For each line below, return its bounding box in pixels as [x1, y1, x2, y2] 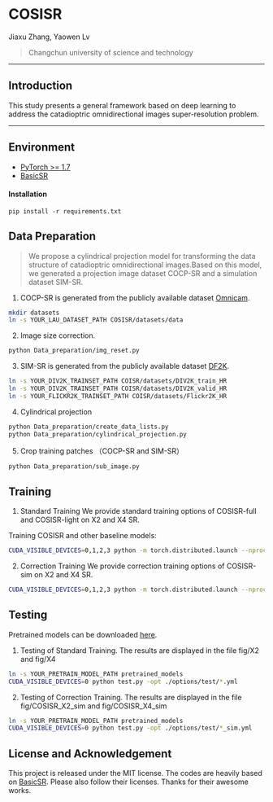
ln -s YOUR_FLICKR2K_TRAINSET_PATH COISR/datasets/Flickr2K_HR [8, 392, 227, 400]
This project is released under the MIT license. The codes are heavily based [8, 769, 262, 778]
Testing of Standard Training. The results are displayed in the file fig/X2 [19, 645, 260, 655]
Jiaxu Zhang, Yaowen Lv [8, 32, 90, 42]
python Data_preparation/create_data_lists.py [8, 423, 169, 431]
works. [8, 786, 32, 795]
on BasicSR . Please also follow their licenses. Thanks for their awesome [8, 777, 249, 787]
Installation [8, 189, 47, 199]
